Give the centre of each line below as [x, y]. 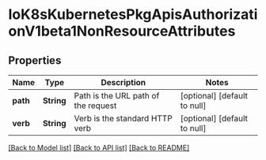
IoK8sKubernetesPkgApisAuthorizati [133, 15]
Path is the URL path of [117, 96]
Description [123, 82]
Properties [35, 60]
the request [95, 106]
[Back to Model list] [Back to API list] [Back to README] [99, 148]
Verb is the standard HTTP [123, 118]
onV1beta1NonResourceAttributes [122, 31]
